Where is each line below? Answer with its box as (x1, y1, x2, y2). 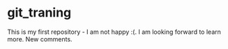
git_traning (7, 5, 72, 21)
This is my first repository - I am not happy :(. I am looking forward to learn (7, 28, 222, 36)
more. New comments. (7, 35, 73, 43)
